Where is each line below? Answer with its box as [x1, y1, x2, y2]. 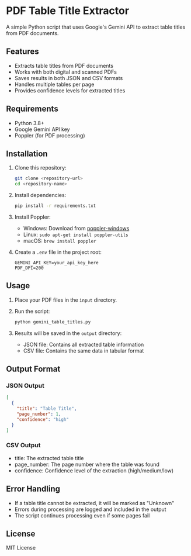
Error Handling [6, 484, 60, 494]
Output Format [6, 364, 61, 374]
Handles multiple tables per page [14, 81, 95, 88]
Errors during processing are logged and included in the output [14, 506, 166, 513]
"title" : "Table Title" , [16, 406, 77, 412]
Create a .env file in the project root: [14, 248, 102, 255]
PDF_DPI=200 [14, 265, 44, 271]
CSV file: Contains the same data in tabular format [23, 347, 144, 354]
